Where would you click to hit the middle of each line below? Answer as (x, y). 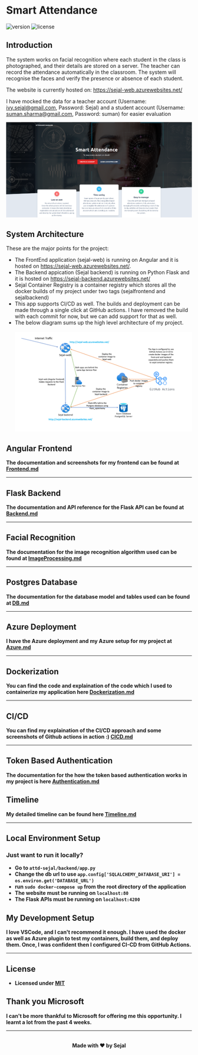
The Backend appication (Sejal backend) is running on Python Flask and (102, 272)
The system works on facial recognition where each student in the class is (96, 59)
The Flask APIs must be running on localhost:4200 (77, 900)
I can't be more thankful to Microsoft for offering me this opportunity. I (94, 1016)
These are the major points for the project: (57, 248)
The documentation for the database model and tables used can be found (98, 596)
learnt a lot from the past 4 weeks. (49, 1022)
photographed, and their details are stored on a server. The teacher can (93, 66)
